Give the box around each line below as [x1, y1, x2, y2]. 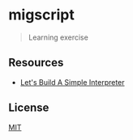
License [8, 101, 49, 115]
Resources [8, 56, 64, 70]
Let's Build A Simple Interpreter [19, 77, 125, 87]
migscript [8, 6, 75, 24]
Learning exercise [28, 32, 89, 42]
